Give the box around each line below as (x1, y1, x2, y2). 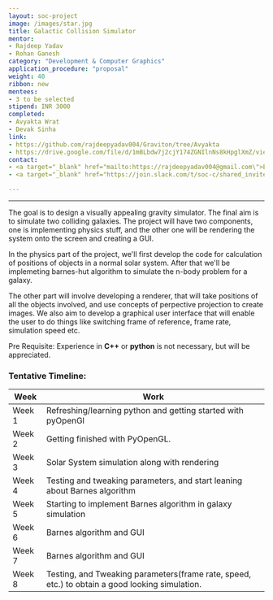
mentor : (8, 34, 35, 43)
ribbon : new (8, 80, 49, 88)
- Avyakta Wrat (8, 118, 60, 126)
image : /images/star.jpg (8, 20, 93, 28)
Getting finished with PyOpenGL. (45, 433, 171, 445)
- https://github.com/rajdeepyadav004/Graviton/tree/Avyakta (8, 140, 220, 149)
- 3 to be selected (8, 95, 75, 103)
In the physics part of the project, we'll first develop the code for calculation (8, 250, 262, 259)
